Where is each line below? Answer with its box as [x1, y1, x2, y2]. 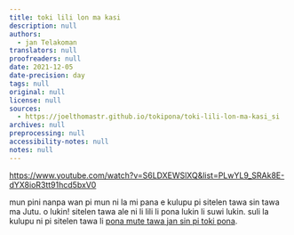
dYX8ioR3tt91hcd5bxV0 [9, 179, 97, 190]
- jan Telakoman [17, 37, 77, 47]
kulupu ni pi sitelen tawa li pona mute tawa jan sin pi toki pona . [9, 215, 238, 226]
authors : [9, 29, 42, 38]
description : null [9, 21, 77, 30]
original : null [9, 87, 66, 96]
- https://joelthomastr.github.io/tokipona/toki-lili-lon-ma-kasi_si [17, 112, 280, 121]
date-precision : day [9, 71, 86, 80]
